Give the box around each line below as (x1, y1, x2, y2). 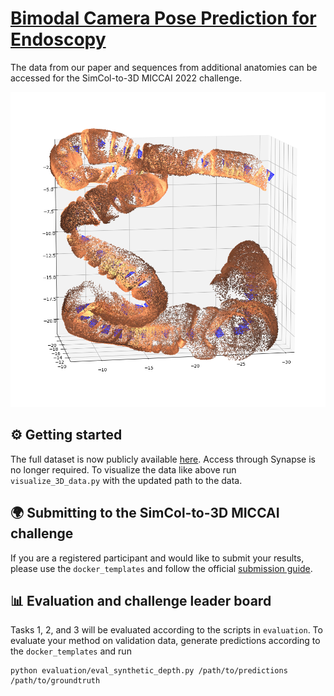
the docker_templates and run (10, 645, 132, 657)
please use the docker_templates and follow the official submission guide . (10, 562, 313, 574)
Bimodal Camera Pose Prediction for (10, 7, 317, 30)
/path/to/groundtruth (10, 676, 101, 686)
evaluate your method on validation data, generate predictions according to (10, 635, 321, 647)
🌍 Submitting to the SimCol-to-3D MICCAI (10, 505, 280, 522)
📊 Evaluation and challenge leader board (10, 592, 272, 609)
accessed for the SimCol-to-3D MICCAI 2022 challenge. (10, 72, 243, 84)
